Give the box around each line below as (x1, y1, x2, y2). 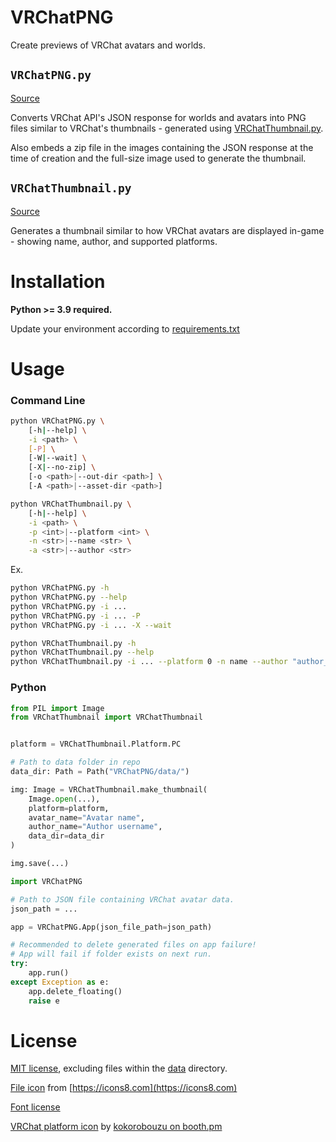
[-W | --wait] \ (28, 453, 87, 463)
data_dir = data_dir (28, 831, 105, 841)
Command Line (10, 393, 86, 407)
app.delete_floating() (28, 986, 123, 996)
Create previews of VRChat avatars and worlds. (10, 39, 207, 51)
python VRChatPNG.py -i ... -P (10, 611, 141, 621)
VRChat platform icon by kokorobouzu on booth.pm (10, 1121, 223, 1133)
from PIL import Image (10, 703, 105, 713)
